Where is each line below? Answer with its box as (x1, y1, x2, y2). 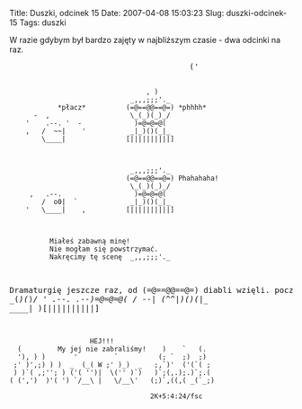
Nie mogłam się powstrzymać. (49, 245, 159, 253)
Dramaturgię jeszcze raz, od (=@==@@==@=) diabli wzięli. (9, 285, 271, 295)
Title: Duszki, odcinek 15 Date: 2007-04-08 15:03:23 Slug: (9, 8, 225, 18)
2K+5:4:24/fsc (149, 392, 203, 401)
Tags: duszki (19, 17, 67, 28)
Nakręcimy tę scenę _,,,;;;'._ (49, 253, 171, 262)
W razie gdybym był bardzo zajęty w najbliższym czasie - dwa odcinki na (9, 35, 281, 45)
